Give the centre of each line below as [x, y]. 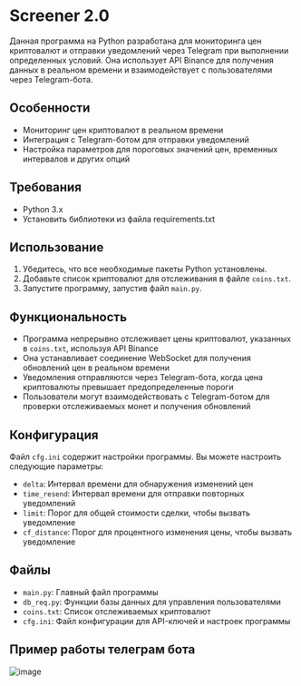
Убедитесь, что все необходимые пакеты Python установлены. [145, 269]
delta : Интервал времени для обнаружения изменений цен [138, 484]
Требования [45, 187]
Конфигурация [54, 435]
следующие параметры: [57, 466]
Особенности [50, 108]
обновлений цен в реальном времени [96, 367]
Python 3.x [43, 209]
